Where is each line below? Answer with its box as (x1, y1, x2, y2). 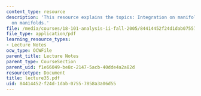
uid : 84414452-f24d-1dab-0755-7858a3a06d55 (6, 81, 117, 87)
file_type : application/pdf (6, 31, 77, 37)
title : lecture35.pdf (6, 75, 60, 81)
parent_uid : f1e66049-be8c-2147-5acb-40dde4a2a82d (6, 64, 135, 70)
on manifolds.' (11, 20, 50, 26)
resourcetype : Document (6, 70, 66, 76)
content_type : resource (6, 8, 66, 15)
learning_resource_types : (6, 36, 71, 42)
